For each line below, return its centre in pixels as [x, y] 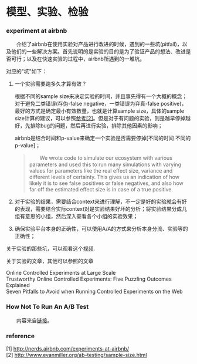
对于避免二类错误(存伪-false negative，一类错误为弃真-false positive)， [101, 104]
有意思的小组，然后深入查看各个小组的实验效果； [79, 216]
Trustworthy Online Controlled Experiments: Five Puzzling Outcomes [89, 279]
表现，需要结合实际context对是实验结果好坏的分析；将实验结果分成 [101, 209]
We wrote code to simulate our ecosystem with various [106, 158]
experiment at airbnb [37, 31]
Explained [18, 285]
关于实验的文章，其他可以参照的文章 [50, 261]
